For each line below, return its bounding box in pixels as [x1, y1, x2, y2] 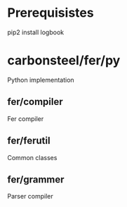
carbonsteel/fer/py [7, 52, 121, 69]
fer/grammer [7, 173, 65, 185]
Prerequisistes [7, 5, 94, 21]
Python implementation [7, 76, 75, 84]
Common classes [7, 153, 58, 162]
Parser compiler [7, 192, 54, 201]
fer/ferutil [7, 135, 51, 147]
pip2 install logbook [7, 28, 65, 36]
